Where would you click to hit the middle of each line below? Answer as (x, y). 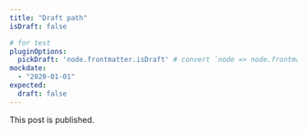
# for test (30, 43)
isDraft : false (38, 26)
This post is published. (52, 119)
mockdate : (28, 68)
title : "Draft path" (49, 18)
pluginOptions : (38, 51)
